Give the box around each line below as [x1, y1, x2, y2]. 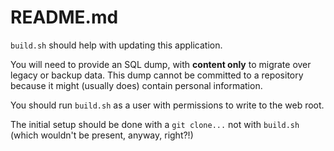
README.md [10, 6, 119, 29]
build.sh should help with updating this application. [10, 39, 223, 51]
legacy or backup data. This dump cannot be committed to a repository [10, 69, 304, 81]
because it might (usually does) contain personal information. [10, 79, 263, 91]
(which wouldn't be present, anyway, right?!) [10, 129, 194, 141]
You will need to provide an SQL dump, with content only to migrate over [10, 58, 312, 70]
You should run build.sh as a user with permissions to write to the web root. [10, 99, 325, 111]
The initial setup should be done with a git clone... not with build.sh [10, 118, 300, 130]
